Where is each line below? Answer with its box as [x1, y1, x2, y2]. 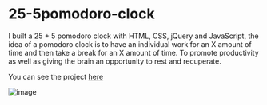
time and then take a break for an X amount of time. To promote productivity [8, 48, 260, 57]
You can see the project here [8, 72, 104, 81]
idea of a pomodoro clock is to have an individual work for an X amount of [8, 39, 252, 49]
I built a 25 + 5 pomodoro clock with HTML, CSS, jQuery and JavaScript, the [8, 31, 259, 41]
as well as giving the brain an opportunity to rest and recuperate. [8, 56, 221, 66]
